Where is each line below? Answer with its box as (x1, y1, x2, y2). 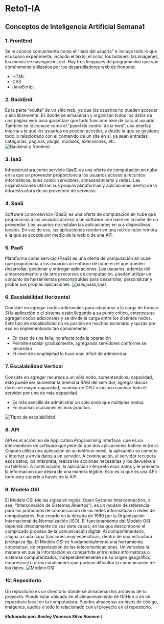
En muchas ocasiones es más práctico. (12, 404, 92, 410)
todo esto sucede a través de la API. (5, 474, 78, 479)
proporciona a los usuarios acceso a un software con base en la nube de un (5, 216, 158, 222)
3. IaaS (5, 156, 22, 163)
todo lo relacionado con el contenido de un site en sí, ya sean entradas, (5, 133, 149, 139)
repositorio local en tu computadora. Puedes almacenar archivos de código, (5, 599, 158, 604)
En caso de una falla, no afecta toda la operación (12, 335, 111, 341)
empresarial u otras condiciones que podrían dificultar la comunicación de (5, 560, 155, 566)
